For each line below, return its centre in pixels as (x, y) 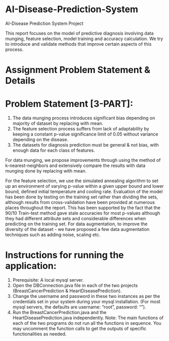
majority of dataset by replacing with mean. (58, 123)
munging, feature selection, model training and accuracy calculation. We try (84, 39)
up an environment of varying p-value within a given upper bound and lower (85, 186)
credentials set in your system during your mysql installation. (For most (87, 301)
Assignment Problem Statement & (78, 70)
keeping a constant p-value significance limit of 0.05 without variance (85, 134)
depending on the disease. (40, 140)
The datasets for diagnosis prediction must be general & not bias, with (86, 145)
